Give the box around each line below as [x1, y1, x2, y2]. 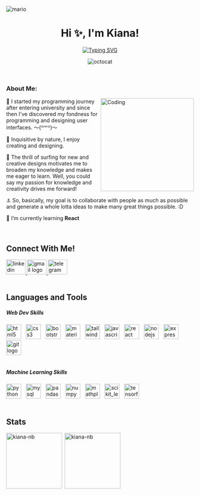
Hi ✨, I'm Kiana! [60, 27, 140, 40]
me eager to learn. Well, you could [6, 173, 90, 180]
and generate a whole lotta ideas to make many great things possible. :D [6, 203, 183, 211]
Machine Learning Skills [6, 369, 67, 375]
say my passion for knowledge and [6, 179, 92, 186]
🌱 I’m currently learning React [6, 215, 80, 222]
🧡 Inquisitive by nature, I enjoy [6, 136, 80, 143]
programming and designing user [6, 117, 88, 124]
